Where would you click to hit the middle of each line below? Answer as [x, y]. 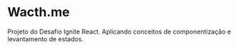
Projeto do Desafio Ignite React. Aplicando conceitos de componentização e [119, 31]
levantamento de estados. [46, 38]
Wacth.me [38, 12]
